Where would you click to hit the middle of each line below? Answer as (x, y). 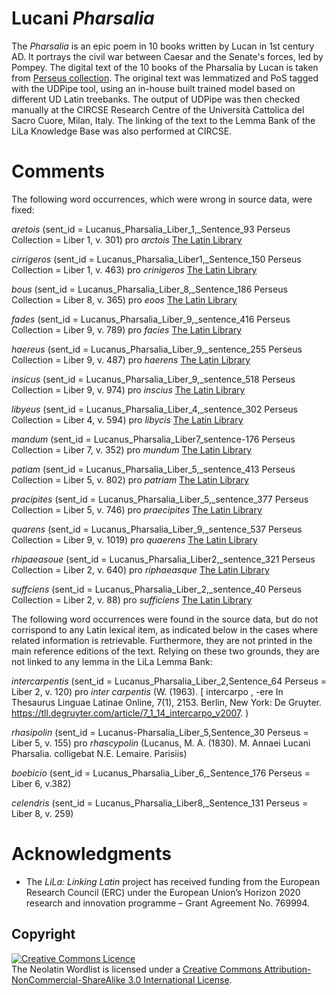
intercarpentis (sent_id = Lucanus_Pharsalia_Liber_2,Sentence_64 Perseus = (169, 681)
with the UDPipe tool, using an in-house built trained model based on (153, 88)
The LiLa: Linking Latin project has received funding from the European (173, 881)
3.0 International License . (180, 979)
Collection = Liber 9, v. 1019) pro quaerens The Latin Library (134, 539)
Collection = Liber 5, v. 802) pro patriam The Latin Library (130, 479)
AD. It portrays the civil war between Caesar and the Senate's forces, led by (167, 56)
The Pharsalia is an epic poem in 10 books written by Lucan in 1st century (163, 46)
